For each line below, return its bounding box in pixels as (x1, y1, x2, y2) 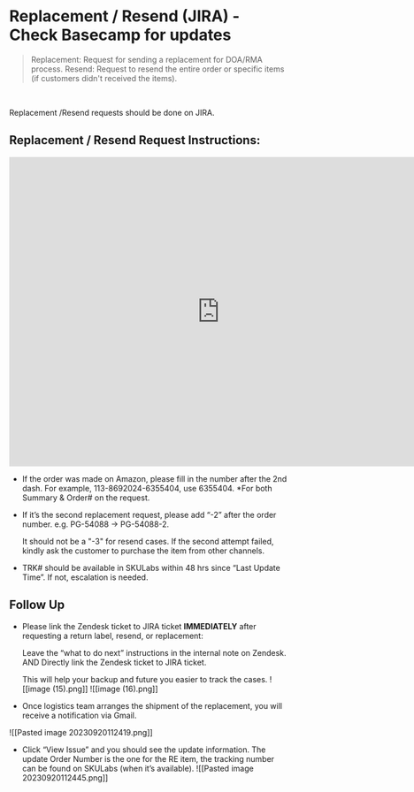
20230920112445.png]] (21, 772, 109, 783)
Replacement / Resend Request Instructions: (9, 133, 261, 148)
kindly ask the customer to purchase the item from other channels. (21, 545, 265, 556)
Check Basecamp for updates (9, 25, 232, 45)
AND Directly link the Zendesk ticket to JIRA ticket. (21, 657, 207, 667)
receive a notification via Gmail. (21, 710, 137, 720)
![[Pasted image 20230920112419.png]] (9, 727, 153, 737)
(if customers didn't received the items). (30, 72, 178, 83)
